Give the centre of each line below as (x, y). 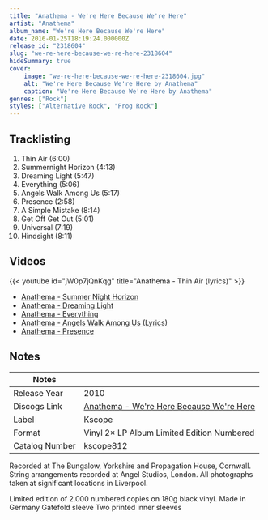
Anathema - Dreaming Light (67, 305)
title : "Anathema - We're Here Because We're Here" (98, 16)
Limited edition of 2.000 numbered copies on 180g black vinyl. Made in (128, 498)
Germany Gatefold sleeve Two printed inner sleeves (96, 507)
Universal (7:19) (47, 227)
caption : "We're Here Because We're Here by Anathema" (118, 91)
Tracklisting (40, 139)
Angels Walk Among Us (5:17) (70, 193)
